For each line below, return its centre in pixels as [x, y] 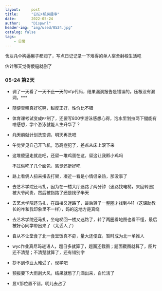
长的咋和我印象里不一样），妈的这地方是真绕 [56, 209]
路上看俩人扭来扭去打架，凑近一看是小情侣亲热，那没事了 [70, 176]
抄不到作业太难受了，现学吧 [40, 263]
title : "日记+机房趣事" [32, 14]
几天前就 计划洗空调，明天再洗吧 [44, 135]
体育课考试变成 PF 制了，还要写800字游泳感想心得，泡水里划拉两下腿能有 [84, 118]
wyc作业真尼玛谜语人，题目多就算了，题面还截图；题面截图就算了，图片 [84, 246]
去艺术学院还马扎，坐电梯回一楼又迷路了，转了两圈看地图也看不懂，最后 [84, 219]
